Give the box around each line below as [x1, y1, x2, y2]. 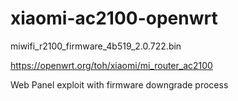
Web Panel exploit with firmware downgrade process [10, 78, 229, 91]
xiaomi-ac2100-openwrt [10, 7, 218, 30]
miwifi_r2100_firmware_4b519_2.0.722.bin [10, 40, 182, 52]
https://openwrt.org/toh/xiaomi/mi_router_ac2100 [10, 59, 213, 71]
